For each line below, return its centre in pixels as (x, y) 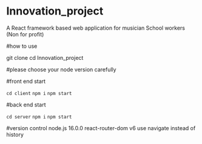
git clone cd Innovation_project (45, 57)
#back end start (26, 105)
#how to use (22, 46)
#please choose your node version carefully (61, 69)
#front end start (26, 81)
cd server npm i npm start (39, 117)
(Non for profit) (25, 34)
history (15, 134)
